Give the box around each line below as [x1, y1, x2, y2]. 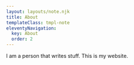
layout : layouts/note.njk [6, 8, 70, 15]
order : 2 [11, 36, 33, 42]
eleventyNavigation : [6, 25, 57, 31]
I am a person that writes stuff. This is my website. [6, 53, 129, 59]
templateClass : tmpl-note [6, 19, 70, 25]
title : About [6, 14, 38, 20]
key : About [11, 31, 38, 37]
